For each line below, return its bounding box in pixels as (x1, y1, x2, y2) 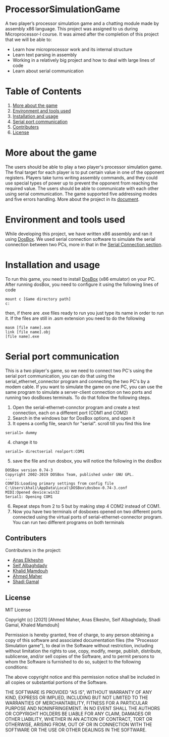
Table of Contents (5, 86, 82, 97)
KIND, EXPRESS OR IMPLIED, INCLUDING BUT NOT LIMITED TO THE (5, 694, 148, 701)
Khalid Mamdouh (12, 568, 48, 574)
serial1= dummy (5, 430, 37, 435)
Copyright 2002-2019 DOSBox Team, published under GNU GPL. (5, 472, 135, 477)
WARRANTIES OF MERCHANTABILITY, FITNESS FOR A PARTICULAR (5, 700, 148, 706)
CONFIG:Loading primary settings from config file (5, 481, 114, 486)
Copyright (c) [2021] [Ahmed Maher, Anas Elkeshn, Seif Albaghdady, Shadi (5, 617, 160, 623)
